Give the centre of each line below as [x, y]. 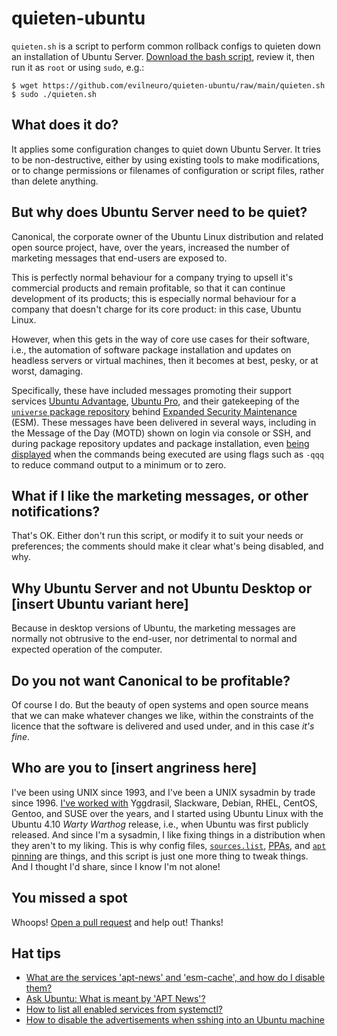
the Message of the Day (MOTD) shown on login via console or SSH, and [161, 433]
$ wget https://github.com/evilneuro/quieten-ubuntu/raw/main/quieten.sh [168, 85]
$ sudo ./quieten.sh [54, 94]
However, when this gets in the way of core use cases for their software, [160, 339]
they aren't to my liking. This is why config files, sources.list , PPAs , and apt [169, 845]
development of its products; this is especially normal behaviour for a [154, 298]
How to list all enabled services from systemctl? [124, 1009]
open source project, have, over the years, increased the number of [150, 247]
